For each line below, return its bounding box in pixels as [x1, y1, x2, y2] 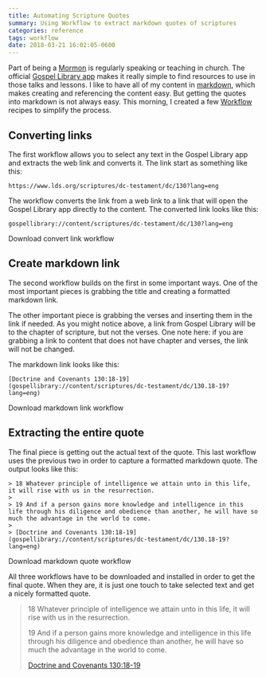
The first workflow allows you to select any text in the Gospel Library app [8, 149, 248, 159]
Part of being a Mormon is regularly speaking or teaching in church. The [8, 63, 245, 72]
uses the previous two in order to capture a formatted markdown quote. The [8, 456, 258, 465]
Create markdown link [8, 256, 120, 271]
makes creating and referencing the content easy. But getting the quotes [8, 88, 247, 98]
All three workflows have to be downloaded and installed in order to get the [8, 571, 256, 581]
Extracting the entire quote [8, 426, 145, 440]
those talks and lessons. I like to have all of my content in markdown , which [8, 80, 256, 90]
